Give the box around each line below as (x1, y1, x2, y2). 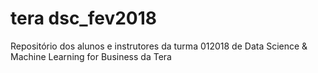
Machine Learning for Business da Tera (10, 50, 172, 62)
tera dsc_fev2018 (10, 7, 158, 30)
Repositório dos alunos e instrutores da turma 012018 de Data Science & (10, 40, 308, 52)
